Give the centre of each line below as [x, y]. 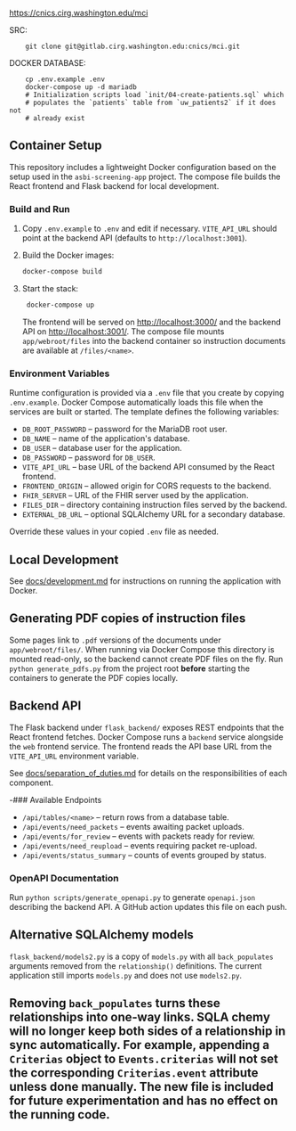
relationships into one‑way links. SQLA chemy [140, 1017]
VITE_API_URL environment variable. [74, 756]
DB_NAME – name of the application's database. [106, 438]
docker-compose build [62, 272]
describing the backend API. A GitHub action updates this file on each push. [148, 906]
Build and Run [40, 209]
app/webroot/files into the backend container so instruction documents [154, 340]
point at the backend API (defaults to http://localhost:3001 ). [134, 238]
